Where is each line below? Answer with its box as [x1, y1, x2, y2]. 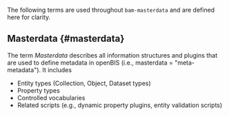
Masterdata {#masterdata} [7, 33, 125, 45]
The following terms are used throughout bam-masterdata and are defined [7, 6, 215, 14]
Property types [17, 86, 60, 95]
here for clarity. [7, 13, 51, 21]
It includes [42, 65, 72, 74]
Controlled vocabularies [17, 93, 86, 102]
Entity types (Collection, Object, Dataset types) [17, 79, 152, 87]
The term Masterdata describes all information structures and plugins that [7, 51, 218, 59]
